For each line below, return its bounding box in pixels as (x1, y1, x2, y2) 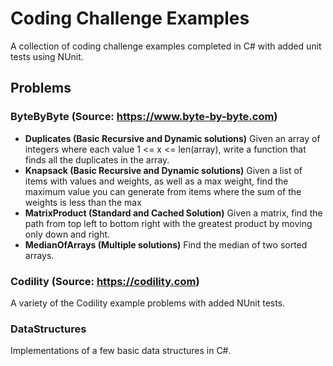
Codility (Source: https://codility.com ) (10, 274, 200, 288)
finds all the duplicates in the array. (24, 153, 170, 166)
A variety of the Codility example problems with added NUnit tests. (10, 297, 286, 309)
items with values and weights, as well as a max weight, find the (24, 175, 289, 187)
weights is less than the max (24, 196, 142, 208)
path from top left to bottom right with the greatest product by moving (24, 217, 313, 229)
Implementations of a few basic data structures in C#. (10, 345, 232, 357)
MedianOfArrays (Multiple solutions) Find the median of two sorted (24, 238, 308, 251)
